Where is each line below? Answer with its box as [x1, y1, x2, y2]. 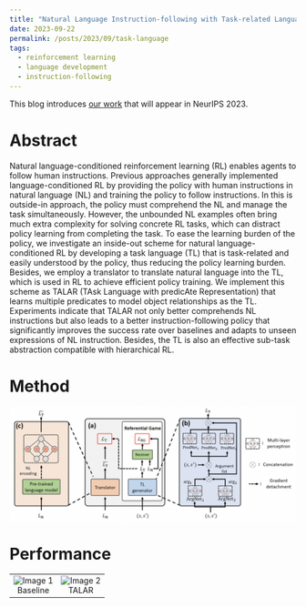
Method [9, 376, 70, 396]
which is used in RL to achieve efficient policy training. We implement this [9, 276, 285, 287]
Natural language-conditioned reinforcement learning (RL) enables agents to [9, 160, 297, 171]
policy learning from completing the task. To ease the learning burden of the [9, 228, 296, 238]
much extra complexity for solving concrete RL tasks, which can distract [9, 218, 280, 229]
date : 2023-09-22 [9, 24, 76, 34]
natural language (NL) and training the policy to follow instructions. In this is [9, 189, 293, 200]
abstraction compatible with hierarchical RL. [9, 344, 175, 355]
